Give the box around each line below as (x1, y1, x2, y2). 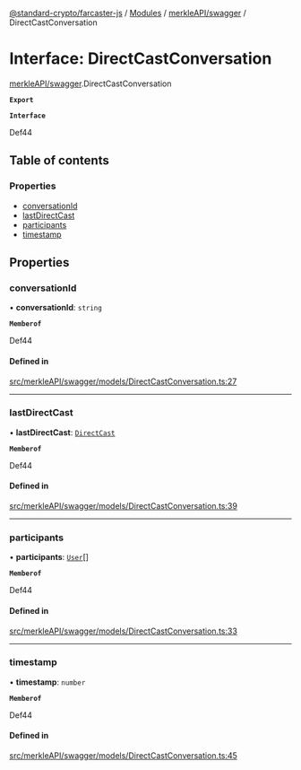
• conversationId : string (9, 302, 103, 313)
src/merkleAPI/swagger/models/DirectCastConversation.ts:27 (9, 376, 237, 387)
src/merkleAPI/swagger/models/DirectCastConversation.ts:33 (9, 626, 237, 636)
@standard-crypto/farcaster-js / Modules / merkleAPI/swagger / (9, 8, 246, 18)
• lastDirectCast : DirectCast (9, 426, 116, 438)
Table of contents (9, 153, 109, 169)
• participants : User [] (9, 552, 90, 563)
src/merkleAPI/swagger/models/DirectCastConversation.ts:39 (9, 501, 237, 512)
